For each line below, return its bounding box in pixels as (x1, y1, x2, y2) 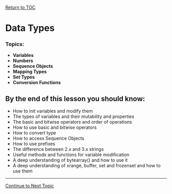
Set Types (12, 74, 35, 80)
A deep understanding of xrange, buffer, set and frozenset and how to (12, 163, 161, 169)
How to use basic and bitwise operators (12, 124, 97, 130)
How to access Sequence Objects (12, 135, 84, 142)
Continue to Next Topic (5, 183, 54, 189)
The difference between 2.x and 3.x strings (12, 146, 104, 152)
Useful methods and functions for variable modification (12, 151, 130, 158)
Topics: (5, 41, 25, 48)
